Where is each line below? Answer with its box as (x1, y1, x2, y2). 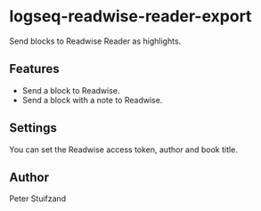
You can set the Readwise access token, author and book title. (9, 144, 238, 155)
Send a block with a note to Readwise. (21, 94, 163, 105)
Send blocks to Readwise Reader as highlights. (9, 36, 182, 46)
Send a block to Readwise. (21, 85, 120, 95)
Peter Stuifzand (9, 193, 67, 204)
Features (9, 61, 60, 77)
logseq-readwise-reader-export (9, 6, 252, 27)
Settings (9, 120, 58, 135)
